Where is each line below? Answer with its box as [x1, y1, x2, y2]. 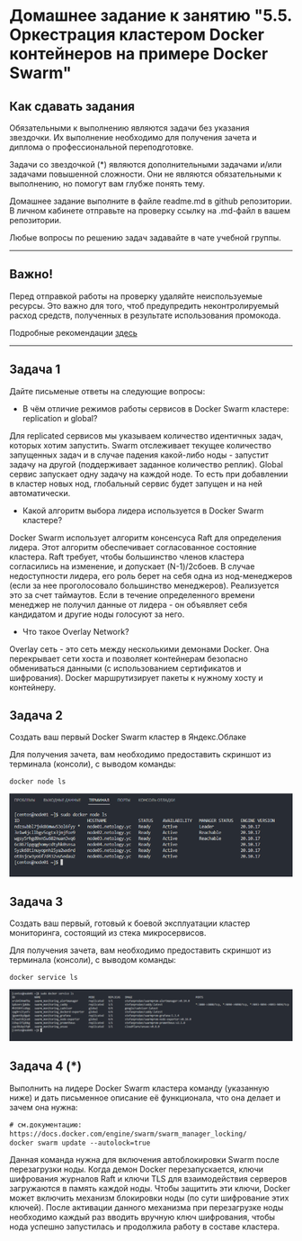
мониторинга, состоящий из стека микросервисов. [9, 928, 207, 938]
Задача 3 [9, 894, 64, 910]
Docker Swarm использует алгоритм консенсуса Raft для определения [9, 532, 281, 543]
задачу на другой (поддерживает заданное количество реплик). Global [9, 458, 283, 469]
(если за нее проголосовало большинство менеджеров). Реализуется [9, 580, 280, 591]
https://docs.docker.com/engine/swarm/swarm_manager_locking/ [9, 1129, 247, 1138]
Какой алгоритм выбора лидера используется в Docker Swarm [22, 505, 264, 516]
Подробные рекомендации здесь [9, 327, 138, 338]
